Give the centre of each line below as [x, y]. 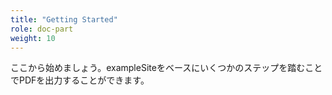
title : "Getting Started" [64, 19]
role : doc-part [42, 29]
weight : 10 [33, 38]
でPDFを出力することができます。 [80, 80]
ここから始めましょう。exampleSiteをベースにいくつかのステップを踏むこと [166, 68]
